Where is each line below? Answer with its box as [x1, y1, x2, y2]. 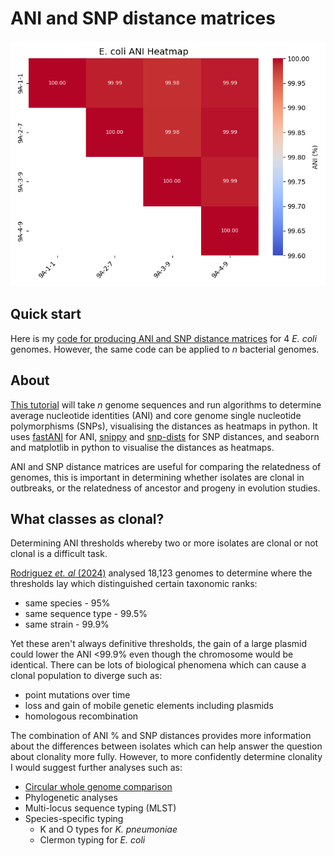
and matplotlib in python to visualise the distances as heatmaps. [10, 441, 275, 453]
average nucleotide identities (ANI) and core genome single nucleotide [10, 409, 302, 421]
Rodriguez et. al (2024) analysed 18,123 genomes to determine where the [10, 567, 313, 579]
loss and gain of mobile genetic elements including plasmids [24, 700, 274, 712]
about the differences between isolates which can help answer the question [10, 740, 323, 752]
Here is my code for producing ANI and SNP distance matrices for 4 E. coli [10, 332, 317, 344]
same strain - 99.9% [24, 618, 110, 631]
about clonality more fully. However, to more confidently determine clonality [10, 751, 323, 763]
